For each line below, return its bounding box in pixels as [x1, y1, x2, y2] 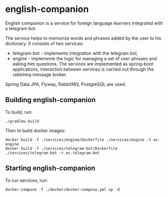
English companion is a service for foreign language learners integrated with [5, 20, 163, 26]
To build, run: [5, 109, 33, 115]
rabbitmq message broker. [12, 71, 67, 77]
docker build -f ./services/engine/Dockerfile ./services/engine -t [5, 137, 151, 142]
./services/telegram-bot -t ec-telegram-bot [5, 150, 100, 155]
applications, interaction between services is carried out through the [12, 66, 154, 72]
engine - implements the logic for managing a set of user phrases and [12, 55, 157, 61]
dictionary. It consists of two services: [5, 40, 84, 46]
